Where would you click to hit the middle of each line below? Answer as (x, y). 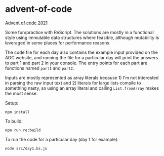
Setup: (12, 103)
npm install (17, 112)
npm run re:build (23, 130)
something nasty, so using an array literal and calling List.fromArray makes (82, 88)
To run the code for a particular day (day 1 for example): (62, 139)
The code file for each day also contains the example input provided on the (82, 52)
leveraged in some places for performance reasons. (58, 42)
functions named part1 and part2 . (40, 68)
